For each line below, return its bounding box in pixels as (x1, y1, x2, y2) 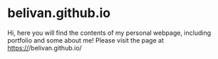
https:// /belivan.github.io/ (7, 43, 82, 52)
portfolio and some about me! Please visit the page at (7, 36, 164, 44)
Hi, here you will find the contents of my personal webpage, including (7, 28, 212, 37)
